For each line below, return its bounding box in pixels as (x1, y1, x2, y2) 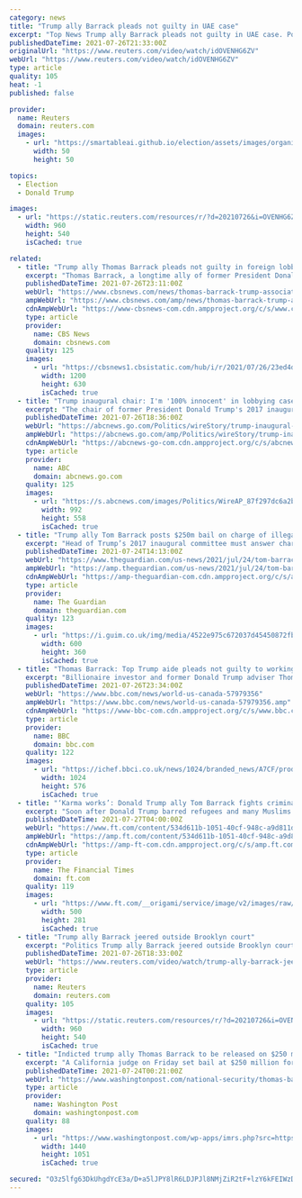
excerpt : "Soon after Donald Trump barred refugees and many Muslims (25, 807, 292, 816)
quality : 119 (25, 882, 75, 892)
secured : (9, 1175, 42, 1184)
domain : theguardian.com (32, 605, 127, 615)
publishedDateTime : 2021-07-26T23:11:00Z (25, 279, 182, 288)
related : (9, 254, 42, 263)
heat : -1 (9, 80, 42, 89)
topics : (9, 171, 39, 180)
